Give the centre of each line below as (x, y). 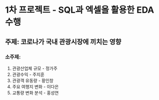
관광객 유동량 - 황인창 (33, 80)
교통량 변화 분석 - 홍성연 (35, 93)
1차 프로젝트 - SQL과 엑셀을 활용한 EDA (79, 10)
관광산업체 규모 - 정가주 (35, 68)
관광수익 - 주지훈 (28, 74)
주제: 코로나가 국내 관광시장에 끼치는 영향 (63, 42)
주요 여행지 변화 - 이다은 (35, 86)
